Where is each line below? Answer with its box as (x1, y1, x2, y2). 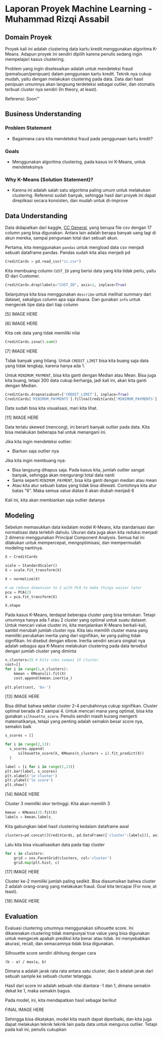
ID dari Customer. (5, 273, 40, 279)
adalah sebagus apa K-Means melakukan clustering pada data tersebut (5, 643, 147, 649)
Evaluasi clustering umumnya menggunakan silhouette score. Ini (5, 925, 134, 931)
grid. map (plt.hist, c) (14, 860, 60, 865)
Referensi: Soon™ (5, 96, 40, 101)
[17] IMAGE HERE (5, 869, 40, 875)
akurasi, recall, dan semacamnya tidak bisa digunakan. (5, 941, 114, 946)
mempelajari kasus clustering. (5, 57, 65, 62)
